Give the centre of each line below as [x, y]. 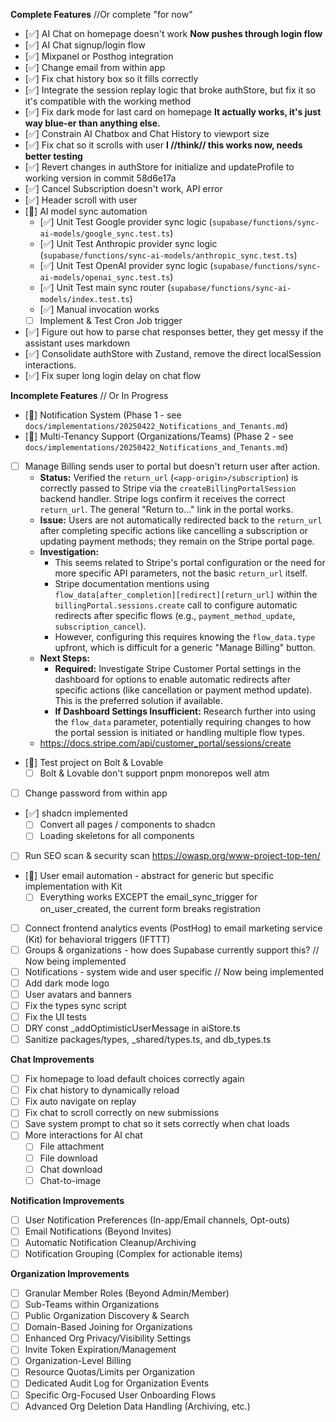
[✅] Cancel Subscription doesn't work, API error [123, 188]
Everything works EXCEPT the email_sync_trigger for [148, 897]
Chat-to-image [70, 1180]
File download [68, 1158]
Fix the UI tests [55, 1016]
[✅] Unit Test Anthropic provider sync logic [128, 243]
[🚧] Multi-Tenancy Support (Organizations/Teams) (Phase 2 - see [159, 436]
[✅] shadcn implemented [76, 813]
